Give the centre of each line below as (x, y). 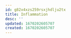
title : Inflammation (27, 14)
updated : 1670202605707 (30, 23)
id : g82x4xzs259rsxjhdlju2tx (35, 10)
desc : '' (14, 19)
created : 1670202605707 (30, 28)
